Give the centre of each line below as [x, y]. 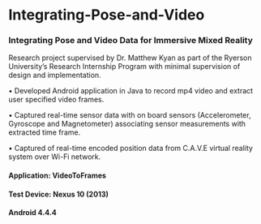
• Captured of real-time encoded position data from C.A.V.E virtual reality [131, 149]
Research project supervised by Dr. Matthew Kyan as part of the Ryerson [130, 58]
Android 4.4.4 [32, 213]
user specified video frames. [56, 100]
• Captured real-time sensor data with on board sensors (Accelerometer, [130, 115]
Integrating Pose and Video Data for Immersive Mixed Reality [131, 41]
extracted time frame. [45, 132]
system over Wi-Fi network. [55, 157]
